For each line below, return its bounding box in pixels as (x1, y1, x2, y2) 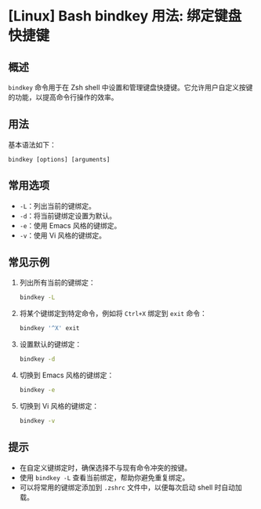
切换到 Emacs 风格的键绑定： (19, 370, 114, 380)
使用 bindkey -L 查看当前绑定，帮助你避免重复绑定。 (19, 472, 190, 482)
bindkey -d (19, 355, 56, 363)
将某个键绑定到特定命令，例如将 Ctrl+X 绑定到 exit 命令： (19, 309, 208, 318)
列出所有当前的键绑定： (19, 278, 96, 287)
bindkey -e (19, 386, 56, 394)
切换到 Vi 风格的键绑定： (19, 401, 100, 410)
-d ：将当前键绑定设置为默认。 (19, 211, 117, 220)
